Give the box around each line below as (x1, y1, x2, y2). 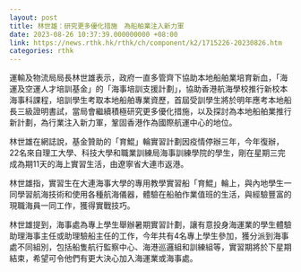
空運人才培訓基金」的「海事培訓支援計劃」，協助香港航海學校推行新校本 (24, 83, 288, 94)
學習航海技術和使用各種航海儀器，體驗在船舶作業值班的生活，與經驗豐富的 (16, 189, 292, 200)
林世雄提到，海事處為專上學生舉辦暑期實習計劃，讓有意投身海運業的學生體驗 (9, 219, 292, 230)
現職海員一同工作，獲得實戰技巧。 (9, 200, 135, 211)
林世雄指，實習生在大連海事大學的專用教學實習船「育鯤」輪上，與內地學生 (9, 178, 284, 189)
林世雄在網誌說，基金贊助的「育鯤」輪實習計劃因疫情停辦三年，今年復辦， (9, 136, 284, 147)
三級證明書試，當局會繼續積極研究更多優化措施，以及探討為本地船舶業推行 (16, 106, 292, 117)
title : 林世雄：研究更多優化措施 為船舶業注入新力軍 (9, 22, 185, 31)
